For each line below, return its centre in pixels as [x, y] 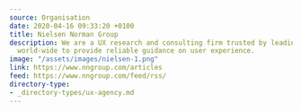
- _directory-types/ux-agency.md [72, 92]
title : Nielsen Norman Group [64, 34]
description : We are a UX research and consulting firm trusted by [138, 43]
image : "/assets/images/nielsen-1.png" [84, 59]
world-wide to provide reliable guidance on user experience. [136, 51]
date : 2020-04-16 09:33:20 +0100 [72, 26]
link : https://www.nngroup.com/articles [86, 68]
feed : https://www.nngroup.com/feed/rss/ [88, 76]
